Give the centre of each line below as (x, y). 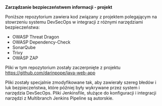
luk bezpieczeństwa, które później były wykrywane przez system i (72, 88)
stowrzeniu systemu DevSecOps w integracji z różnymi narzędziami (74, 22)
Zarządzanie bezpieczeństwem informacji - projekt (59, 7)
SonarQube (24, 47)
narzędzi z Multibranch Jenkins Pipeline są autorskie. (59, 98)
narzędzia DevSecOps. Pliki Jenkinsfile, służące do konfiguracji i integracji (81, 93)
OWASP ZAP (25, 58)
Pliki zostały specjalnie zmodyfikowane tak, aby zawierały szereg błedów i (81, 82)
